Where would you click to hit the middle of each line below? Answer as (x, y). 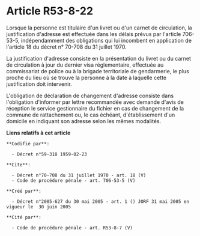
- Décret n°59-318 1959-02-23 (49, 154)
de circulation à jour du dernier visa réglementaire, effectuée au (85, 65)
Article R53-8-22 (50, 11)
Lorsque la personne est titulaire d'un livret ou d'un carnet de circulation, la (99, 28)
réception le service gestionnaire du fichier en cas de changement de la (95, 108)
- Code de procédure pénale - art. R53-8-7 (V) (72, 228)
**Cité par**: (24, 217)
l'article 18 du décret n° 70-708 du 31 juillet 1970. (67, 47)
